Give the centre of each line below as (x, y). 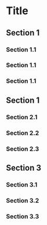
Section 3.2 (23, 200)
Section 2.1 (22, 117)
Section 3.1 (22, 184)
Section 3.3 (23, 216)
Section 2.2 (23, 133)
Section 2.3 (23, 149)
